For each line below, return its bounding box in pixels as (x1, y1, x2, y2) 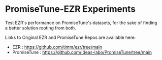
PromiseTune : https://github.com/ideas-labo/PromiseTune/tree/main (12, 49, 152, 55)
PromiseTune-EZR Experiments (5, 3, 136, 15)
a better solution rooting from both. (5, 25, 76, 30)
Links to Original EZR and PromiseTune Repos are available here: (5, 34, 136, 40)
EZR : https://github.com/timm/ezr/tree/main (12, 44, 102, 50)
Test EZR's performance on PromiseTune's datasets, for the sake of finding (5, 20, 158, 26)
